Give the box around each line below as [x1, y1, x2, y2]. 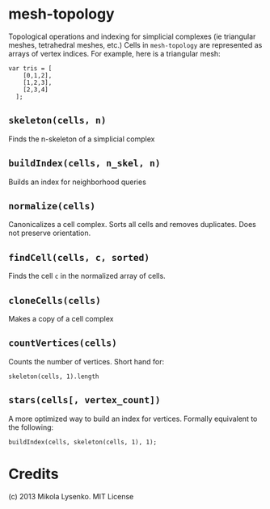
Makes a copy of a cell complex [8, 314, 114, 323]
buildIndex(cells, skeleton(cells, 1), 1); [8, 438, 158, 446]
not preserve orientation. [8, 228, 91, 238]
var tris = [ [8, 64, 53, 73]
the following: [8, 422, 54, 432]
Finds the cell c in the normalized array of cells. [8, 271, 166, 281]
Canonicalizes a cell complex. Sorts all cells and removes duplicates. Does [8, 220, 256, 229]
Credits [8, 465, 59, 483]
